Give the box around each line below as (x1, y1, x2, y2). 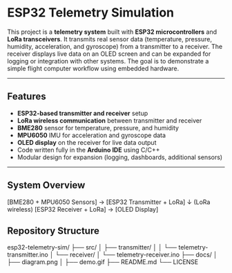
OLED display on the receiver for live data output (17, 138, 157, 146)
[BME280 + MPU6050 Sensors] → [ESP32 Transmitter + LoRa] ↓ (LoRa (7, 198, 211, 206)
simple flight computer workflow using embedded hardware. (7, 64, 180, 72)
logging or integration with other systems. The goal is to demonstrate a (7, 57, 209, 65)
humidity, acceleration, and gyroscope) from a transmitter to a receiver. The (7, 42, 223, 50)
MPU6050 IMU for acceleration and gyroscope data (17, 131, 166, 139)
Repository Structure (7, 225, 100, 236)
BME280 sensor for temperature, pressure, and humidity (17, 123, 180, 132)
